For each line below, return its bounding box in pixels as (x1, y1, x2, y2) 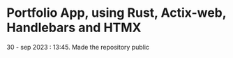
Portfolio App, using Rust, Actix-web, (6, 5, 227, 21)
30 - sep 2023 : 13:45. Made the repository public (6, 43, 150, 51)
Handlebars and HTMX (6, 20, 142, 36)
